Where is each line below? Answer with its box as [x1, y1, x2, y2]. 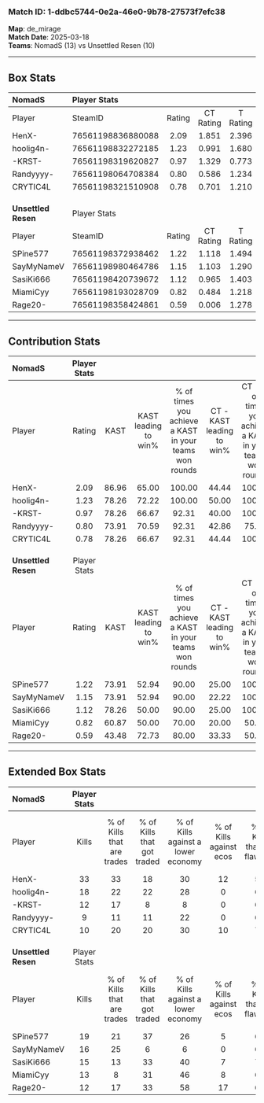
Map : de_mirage [8, 24, 61, 34]
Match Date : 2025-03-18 [8, 32, 90, 42]
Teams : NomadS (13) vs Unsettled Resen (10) [8, 41, 156, 50]
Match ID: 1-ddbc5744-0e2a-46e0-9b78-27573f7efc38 [8, 6, 225, 17]
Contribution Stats [8, 334, 101, 348]
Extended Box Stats [8, 765, 106, 779]
